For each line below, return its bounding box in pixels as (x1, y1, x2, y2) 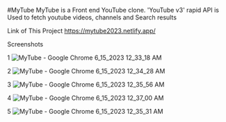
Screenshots (7, 40, 44, 48)
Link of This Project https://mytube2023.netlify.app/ (7, 27, 156, 35)
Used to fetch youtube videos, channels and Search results (7, 13, 177, 21)
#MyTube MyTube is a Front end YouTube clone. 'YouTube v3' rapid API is (7, 6, 219, 14)
